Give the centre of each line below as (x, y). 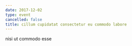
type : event (18, 15)
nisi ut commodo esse (29, 39)
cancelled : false (24, 19)
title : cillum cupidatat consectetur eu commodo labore (66, 24)
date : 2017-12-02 (24, 10)
